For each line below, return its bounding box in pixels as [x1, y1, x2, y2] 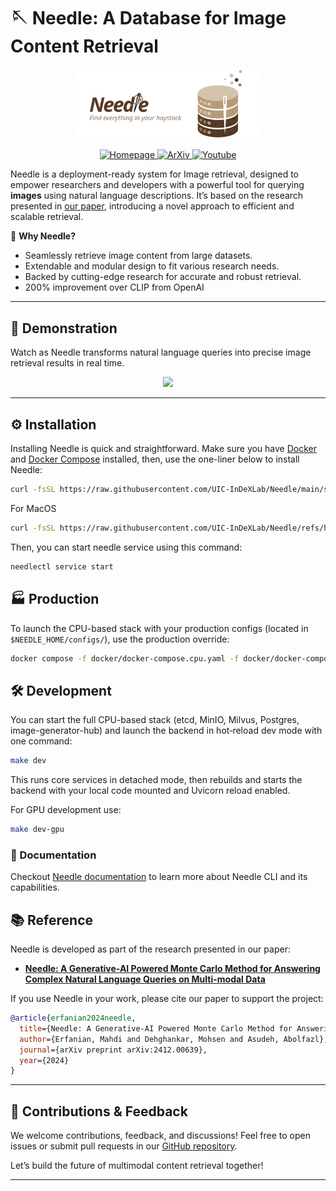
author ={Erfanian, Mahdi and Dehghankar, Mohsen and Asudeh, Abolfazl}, [19, 1034, 329, 1044]
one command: [10, 735, 73, 747]
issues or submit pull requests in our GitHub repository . [10, 1140, 238, 1152]
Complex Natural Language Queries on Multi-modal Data [24, 973, 266, 985]
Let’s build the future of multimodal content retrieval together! [10, 1160, 264, 1172]
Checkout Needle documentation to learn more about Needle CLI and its [10, 871, 308, 883]
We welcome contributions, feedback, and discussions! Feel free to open [10, 1130, 311, 1142]
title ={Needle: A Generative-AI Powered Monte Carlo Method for [19, 1023, 293, 1034]
